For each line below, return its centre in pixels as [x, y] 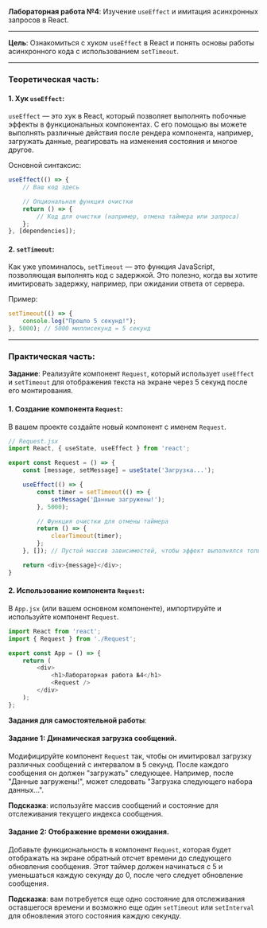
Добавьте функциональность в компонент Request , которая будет [120, 850]
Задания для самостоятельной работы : [77, 720]
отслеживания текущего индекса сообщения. [86, 813]
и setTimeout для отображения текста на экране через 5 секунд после [128, 382]
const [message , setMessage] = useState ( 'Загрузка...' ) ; [119, 470]
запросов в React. [39, 20]
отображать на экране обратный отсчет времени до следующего [120, 858]
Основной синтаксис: [45, 166]
